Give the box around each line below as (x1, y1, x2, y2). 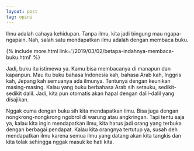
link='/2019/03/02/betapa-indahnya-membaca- (59, 47, 174, 54)
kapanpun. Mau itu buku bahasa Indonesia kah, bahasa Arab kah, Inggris (6, 71, 182, 78)
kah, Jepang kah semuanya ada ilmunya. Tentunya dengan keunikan (6, 77, 171, 85)
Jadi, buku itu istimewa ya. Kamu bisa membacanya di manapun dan (6, 65, 171, 72)
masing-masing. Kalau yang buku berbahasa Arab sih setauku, (6, 83, 157, 90)
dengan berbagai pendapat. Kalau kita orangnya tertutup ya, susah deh (6, 126, 178, 133)
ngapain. (6, 36, 27, 43)
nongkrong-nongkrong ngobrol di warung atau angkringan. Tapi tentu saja (6, 113, 185, 120)
